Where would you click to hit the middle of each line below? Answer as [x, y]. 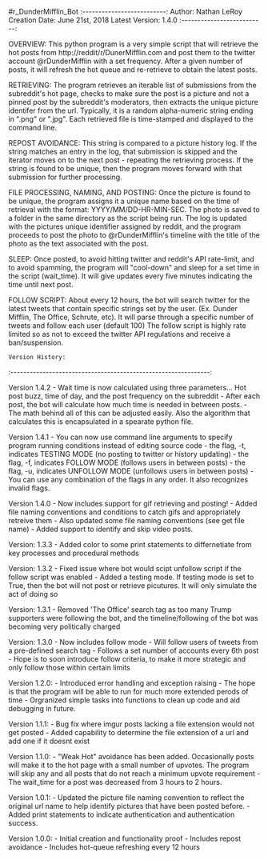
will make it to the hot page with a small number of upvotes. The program [129, 765]
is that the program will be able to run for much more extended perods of [128, 692]
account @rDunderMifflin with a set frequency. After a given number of [126, 61]
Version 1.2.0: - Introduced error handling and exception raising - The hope [132, 683]
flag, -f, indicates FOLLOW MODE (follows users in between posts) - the [127, 462]
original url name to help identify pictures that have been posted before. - [129, 806]
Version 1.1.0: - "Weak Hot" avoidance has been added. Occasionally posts [131, 756]
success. [23, 823]
